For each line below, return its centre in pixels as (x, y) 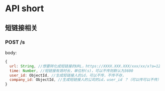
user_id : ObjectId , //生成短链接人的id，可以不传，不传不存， (68, 75)
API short (25, 9)
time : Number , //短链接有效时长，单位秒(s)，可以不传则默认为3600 (71, 71)
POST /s (15, 42)
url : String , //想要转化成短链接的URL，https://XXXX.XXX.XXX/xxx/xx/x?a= (83, 66)
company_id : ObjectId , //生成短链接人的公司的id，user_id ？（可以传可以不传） (85, 80)
